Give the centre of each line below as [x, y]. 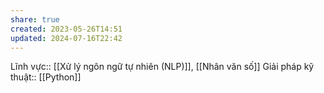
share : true [35, 19]
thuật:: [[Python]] [46, 77]
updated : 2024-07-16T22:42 [66, 38]
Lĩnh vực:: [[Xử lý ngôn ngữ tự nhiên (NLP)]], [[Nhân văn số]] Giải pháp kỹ [162, 67]
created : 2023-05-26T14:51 [66, 29]
